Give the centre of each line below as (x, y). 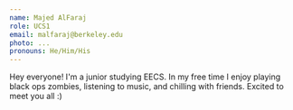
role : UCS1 (30, 26)
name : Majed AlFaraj (48, 18)
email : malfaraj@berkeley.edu (66, 34)
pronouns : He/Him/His (50, 51)
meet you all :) (36, 96)
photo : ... (30, 43)
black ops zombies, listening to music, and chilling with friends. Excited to (147, 87)
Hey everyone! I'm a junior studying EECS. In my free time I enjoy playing (145, 77)
